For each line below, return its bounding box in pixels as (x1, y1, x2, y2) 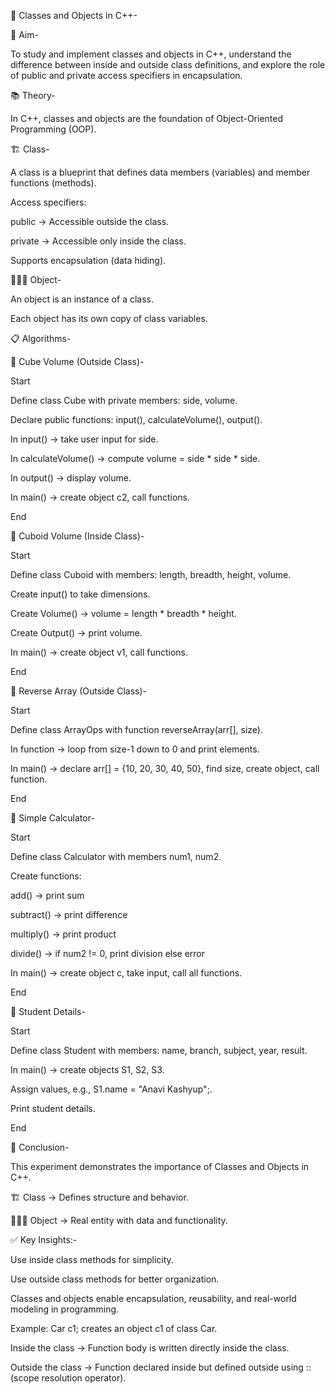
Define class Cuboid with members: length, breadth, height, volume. (10, 569, 292, 580)
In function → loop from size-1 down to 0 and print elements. (10, 743, 260, 755)
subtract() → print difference (10, 909, 128, 920)
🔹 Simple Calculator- (10, 812, 95, 824)
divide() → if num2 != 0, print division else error (10, 948, 206, 959)
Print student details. (10, 1103, 96, 1114)
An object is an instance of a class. (10, 293, 154, 305)
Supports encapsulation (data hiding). (10, 255, 167, 266)
